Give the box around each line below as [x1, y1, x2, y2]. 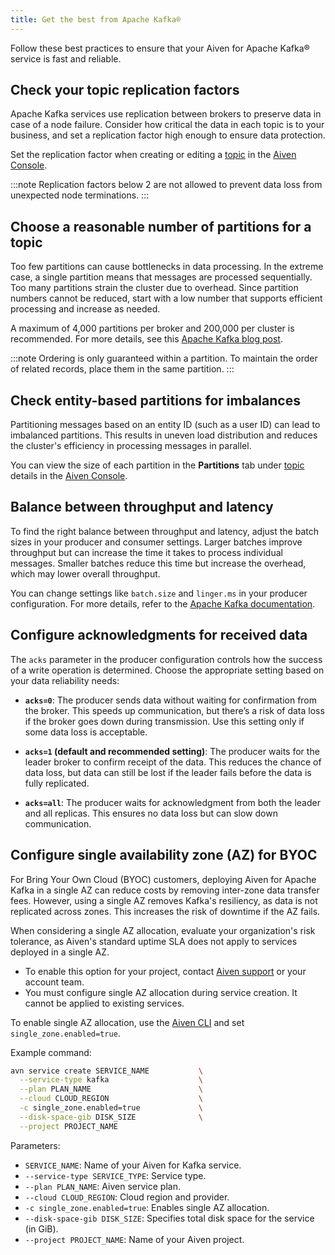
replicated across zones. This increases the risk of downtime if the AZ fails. [10, 905, 321, 917]
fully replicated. [24, 777, 90, 789]
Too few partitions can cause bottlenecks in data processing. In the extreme [10, 261, 324, 273]
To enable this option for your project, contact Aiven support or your [24, 965, 307, 977]
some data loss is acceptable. [24, 726, 148, 738]
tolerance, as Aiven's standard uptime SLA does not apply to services [10, 935, 298, 947]
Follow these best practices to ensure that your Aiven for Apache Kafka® [10, 42, 310, 54]
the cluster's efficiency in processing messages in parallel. [10, 440, 252, 452]
